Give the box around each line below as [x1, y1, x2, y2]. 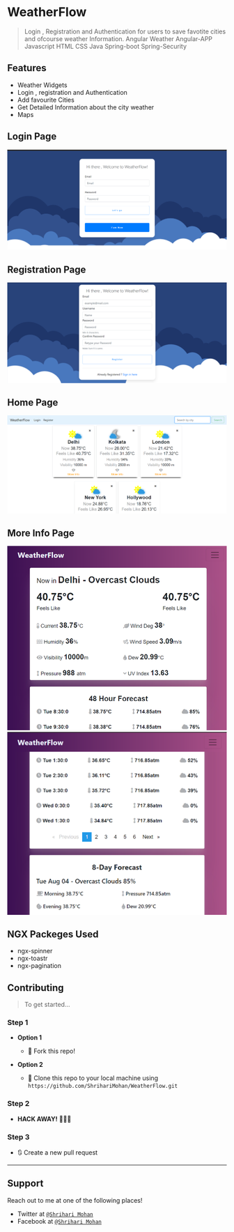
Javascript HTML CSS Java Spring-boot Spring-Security [24, 42, 187, 50]
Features [7, 62, 47, 74]
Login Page [7, 130, 57, 143]
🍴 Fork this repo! [27, 1047, 75, 1056]
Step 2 [7, 1099, 30, 1109]
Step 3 [7, 1132, 30, 1141]
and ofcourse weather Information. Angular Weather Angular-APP [24, 34, 213, 43]
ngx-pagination [17, 962, 61, 970]
